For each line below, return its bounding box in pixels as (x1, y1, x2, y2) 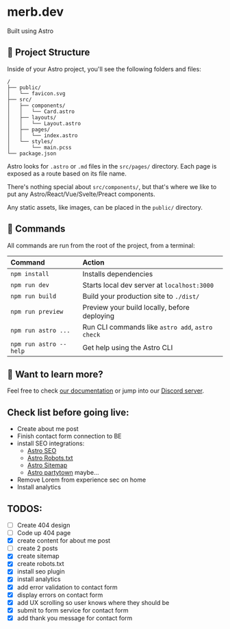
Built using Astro (7, 27, 53, 35)
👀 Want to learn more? (7, 368, 104, 380)
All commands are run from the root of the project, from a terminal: (7, 241, 195, 249)
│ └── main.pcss (7, 144, 72, 151)
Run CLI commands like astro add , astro (82, 322, 213, 332)
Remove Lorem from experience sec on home (16, 476, 146, 484)
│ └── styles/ (7, 138, 53, 145)
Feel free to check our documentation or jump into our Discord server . (7, 386, 205, 395)
